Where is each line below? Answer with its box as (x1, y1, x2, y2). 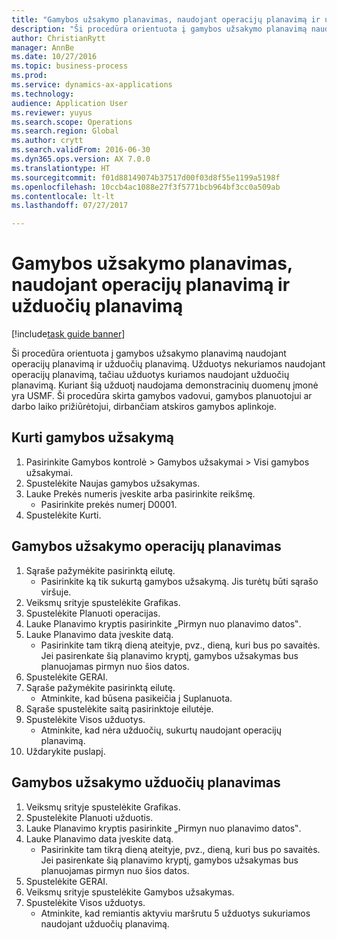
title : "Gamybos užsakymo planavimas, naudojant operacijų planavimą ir (11, 14, 321, 25)
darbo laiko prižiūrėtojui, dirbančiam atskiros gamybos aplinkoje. (11, 401, 277, 413)
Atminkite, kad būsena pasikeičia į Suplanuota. (40, 692, 233, 704)
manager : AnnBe (11, 42, 75, 53)
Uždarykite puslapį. (25, 745, 106, 757)
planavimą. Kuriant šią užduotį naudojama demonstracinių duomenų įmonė (11, 379, 319, 391)
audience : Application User (11, 98, 129, 108)
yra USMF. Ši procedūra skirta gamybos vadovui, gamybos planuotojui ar (11, 390, 313, 402)
